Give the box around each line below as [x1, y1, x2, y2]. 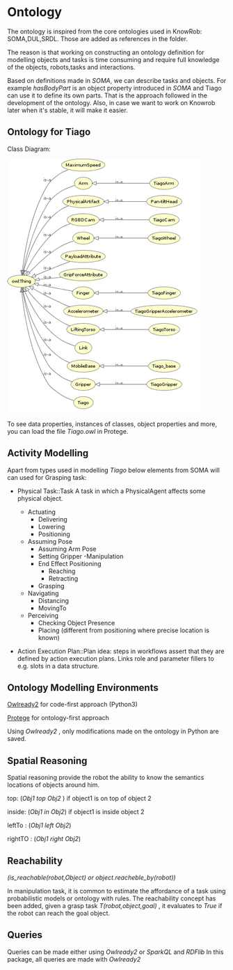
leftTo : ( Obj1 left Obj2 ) [7, 821, 72, 829]
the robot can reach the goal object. [7, 909, 110, 917]
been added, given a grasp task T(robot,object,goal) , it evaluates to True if [7, 902, 223, 909]
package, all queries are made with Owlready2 [7, 955, 141, 963]
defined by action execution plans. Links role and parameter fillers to [17, 654, 214, 662]
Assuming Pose [27, 537, 73, 545]
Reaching [48, 567, 76, 575]
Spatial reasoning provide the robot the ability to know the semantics [7, 774, 204, 782]
